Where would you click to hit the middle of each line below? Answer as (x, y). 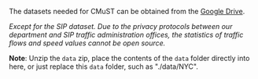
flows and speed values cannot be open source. (87, 43)
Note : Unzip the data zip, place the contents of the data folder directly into (129, 58)
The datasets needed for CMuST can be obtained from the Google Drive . (127, 11)
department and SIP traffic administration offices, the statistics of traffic (126, 35)
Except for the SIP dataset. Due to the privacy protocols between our (121, 26)
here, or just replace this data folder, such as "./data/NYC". (104, 66)
